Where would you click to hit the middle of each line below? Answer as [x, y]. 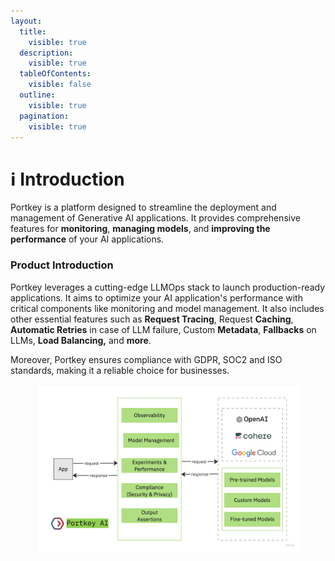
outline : [37, 95]
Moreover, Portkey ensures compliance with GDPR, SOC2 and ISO [146, 359]
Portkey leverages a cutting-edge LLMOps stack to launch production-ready [168, 287]
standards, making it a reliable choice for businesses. [120, 370]
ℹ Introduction [67, 179]
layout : [26, 21]
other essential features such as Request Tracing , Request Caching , [152, 319]
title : [33, 31]
